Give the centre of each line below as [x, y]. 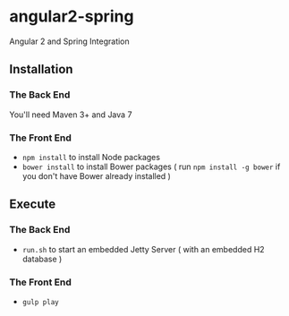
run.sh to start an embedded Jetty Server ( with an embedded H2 [144, 249]
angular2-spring [72, 17]
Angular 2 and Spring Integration [69, 41]
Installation [41, 69]
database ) [42, 259]
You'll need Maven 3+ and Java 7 [71, 115]
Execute [33, 205]
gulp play [41, 302]
